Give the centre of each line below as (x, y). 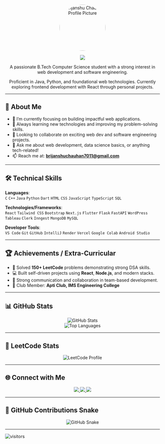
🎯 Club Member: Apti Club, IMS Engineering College (66, 285)
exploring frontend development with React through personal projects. (82, 87)
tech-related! (25, 150)
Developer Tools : (23, 227)
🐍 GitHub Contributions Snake (52, 410)
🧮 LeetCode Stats (32, 346)
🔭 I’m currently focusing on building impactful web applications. (77, 119)
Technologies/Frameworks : (34, 207)
